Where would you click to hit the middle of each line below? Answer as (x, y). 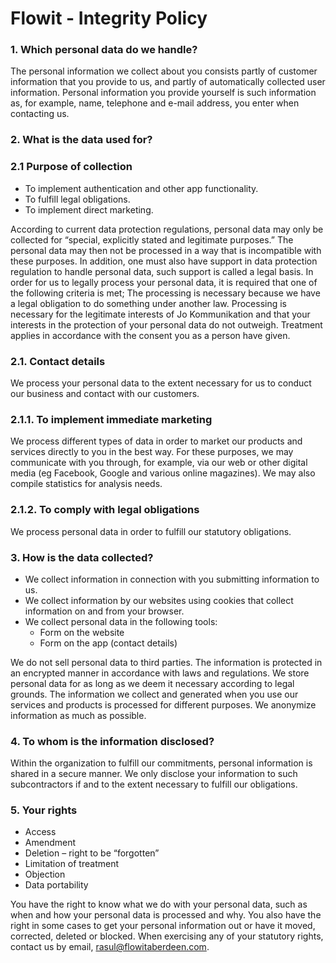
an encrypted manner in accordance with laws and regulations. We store (160, 673)
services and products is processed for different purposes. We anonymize (163, 704)
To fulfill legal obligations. (77, 199)
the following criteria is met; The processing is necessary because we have (165, 293)
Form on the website (82, 632)
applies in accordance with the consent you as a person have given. (150, 335)
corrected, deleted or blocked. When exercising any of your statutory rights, (167, 936)
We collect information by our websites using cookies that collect (159, 600)
